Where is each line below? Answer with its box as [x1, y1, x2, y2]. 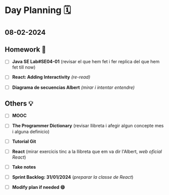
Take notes [12, 164, 36, 170]
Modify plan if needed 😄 [12, 184, 65, 190]
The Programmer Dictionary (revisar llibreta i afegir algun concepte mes [12, 123, 164, 129]
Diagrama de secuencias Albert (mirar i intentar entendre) [12, 84, 135, 90]
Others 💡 [5, 99, 33, 108]
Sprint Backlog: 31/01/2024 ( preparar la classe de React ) [12, 174, 134, 180]
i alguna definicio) [12, 128, 50, 134]
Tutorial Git [12, 138, 36, 144]
